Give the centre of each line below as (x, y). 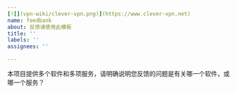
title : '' (22, 33)
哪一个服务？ (26, 82)
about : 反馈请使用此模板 (39, 27)
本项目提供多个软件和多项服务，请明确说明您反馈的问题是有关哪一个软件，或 (119, 74)
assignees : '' (28, 46)
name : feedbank (30, 20)
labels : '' (23, 40)
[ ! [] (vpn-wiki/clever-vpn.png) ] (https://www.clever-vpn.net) (99, 14)
